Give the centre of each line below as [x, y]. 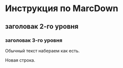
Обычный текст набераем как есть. [43, 51]
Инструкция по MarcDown [62, 8]
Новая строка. [20, 60]
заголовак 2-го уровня [42, 26]
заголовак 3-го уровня [34, 40]
